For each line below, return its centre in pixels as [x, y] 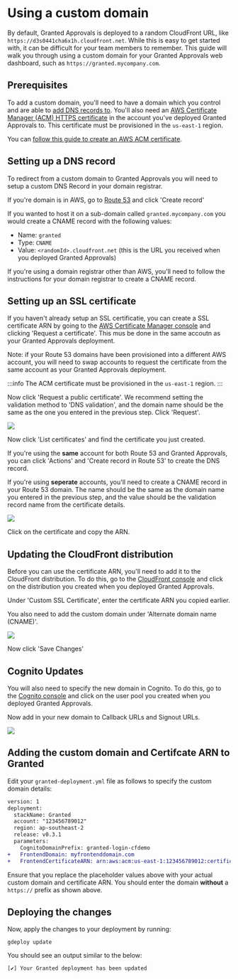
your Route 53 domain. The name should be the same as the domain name [116, 490]
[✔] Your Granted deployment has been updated [77, 968]
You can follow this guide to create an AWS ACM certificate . [95, 139]
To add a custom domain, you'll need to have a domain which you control [114, 102]
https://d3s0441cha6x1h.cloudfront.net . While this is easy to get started [114, 40]
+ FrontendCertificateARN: [50, 861]
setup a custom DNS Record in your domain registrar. [85, 186]
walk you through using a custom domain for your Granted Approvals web [115, 55]
